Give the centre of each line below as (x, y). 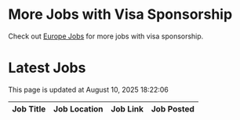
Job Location (78, 109)
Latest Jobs (47, 68)
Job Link (127, 109)
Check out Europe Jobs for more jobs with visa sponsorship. (106, 36)
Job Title (29, 109)
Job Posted (173, 109)
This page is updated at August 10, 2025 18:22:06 (88, 89)
